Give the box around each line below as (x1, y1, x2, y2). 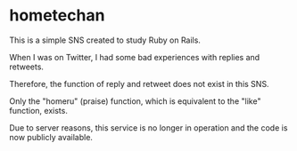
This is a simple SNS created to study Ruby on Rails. (9, 35, 201, 45)
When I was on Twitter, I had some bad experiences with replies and (9, 52, 260, 62)
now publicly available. (9, 131, 94, 142)
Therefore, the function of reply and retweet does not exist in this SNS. (9, 78, 269, 89)
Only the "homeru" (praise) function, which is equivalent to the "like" (9, 95, 261, 107)
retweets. (9, 61, 45, 72)
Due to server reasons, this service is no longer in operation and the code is (9, 122, 288, 133)
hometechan (9, 5, 105, 26)
